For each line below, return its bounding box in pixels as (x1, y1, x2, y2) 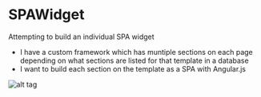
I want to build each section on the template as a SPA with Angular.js (19, 64, 247, 73)
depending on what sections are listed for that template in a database (19, 56, 250, 65)
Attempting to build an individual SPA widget (8, 32, 155, 41)
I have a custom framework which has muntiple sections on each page (19, 47, 254, 56)
